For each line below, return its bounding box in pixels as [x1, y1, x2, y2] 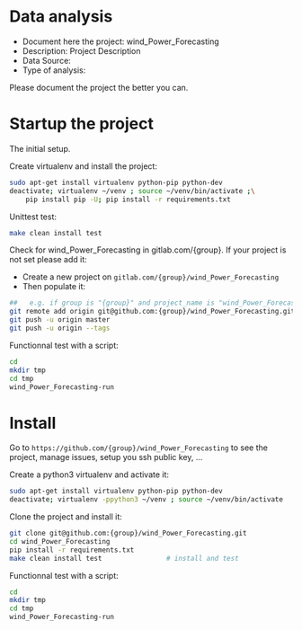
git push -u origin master [9, 315, 111, 324]
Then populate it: [22, 281, 86, 292]
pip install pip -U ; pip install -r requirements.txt [25, 195, 231, 204]
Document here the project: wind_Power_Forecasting [22, 36, 219, 47]
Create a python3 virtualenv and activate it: [9, 469, 169, 480]
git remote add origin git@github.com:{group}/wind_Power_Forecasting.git [9, 307, 296, 316]
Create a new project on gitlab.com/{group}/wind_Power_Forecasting [22, 271, 280, 282]
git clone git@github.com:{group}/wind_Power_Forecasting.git [9, 528, 247, 538]
